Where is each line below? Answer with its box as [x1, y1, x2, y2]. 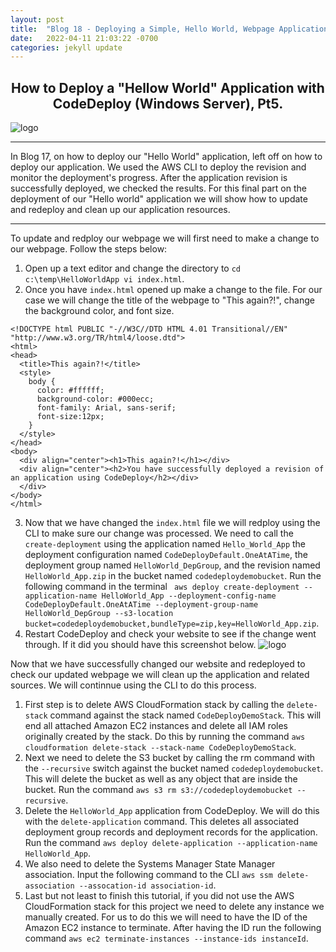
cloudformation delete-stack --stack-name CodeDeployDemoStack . [24, 741, 297, 753]
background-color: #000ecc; [36, 394, 155, 405]
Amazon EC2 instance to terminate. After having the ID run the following [24, 922, 322, 934]
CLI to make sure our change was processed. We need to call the [24, 527, 294, 540]
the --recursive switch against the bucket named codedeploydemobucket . [24, 762, 324, 775]
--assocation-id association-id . [78, 879, 217, 891]
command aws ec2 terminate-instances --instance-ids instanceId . [24, 932, 309, 945]
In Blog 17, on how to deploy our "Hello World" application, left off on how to [10, 151, 323, 163]
